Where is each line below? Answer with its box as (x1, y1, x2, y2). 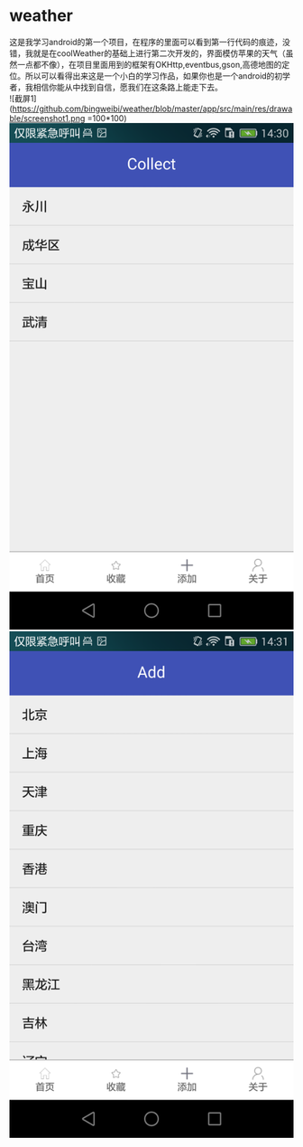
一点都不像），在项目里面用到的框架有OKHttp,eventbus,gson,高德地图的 (16, 59, 282, 70)
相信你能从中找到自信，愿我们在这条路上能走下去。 (32, 81, 223, 92)
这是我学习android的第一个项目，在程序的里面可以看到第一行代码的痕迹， (9, 36, 283, 47)
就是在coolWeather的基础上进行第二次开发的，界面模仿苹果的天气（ (32, 47, 286, 59)
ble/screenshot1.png (9, 112, 86, 123)
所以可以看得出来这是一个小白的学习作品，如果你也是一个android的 (24, 70, 275, 81)
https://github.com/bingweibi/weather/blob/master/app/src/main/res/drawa (12, 103, 293, 114)
